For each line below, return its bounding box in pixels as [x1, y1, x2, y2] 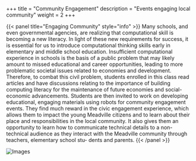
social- [165, 86, 182, 93]
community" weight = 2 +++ [6, 11, 75, 18]
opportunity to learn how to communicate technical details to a [6, 124, 160, 131]
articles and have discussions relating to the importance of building [6, 80, 171, 87]
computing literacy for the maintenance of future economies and [6, 86, 165, 93]
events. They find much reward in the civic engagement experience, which [6, 105, 189, 112]
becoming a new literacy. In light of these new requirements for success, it [6, 36, 189, 42]
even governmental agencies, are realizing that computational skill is [6, 29, 174, 36]
